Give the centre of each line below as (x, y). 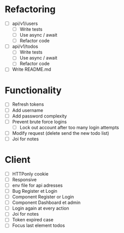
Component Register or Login (43, 197)
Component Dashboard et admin (46, 202)
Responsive (24, 180)
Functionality (33, 90)
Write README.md (32, 69)
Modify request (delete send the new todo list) (61, 133)
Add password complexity (39, 116)
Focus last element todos (38, 225)
